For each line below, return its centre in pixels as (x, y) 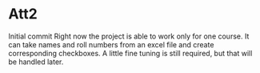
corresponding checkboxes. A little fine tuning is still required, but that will (130, 53)
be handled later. (36, 62)
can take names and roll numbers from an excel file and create (111, 44)
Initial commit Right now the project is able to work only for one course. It (129, 36)
